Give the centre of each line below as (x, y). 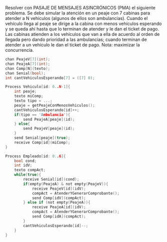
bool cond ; (25, 161)
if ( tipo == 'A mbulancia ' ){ (42, 115)
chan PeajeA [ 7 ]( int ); (28, 64)
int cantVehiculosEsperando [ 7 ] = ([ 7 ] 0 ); (50, 78)
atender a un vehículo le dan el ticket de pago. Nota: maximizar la (72, 45)
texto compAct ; (30, 170)
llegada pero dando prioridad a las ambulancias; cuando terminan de (76, 39)
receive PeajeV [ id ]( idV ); (59, 189)
